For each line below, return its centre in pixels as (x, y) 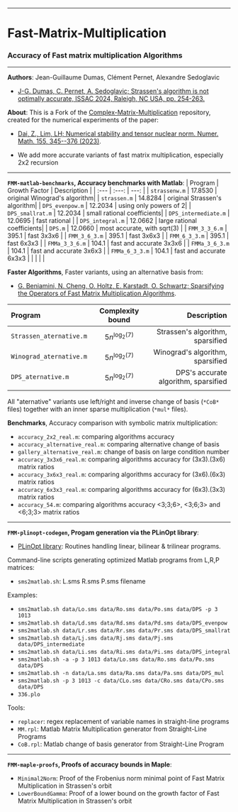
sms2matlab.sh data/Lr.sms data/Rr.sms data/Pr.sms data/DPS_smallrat (124, 631)
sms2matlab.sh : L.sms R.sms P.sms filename (81, 581)
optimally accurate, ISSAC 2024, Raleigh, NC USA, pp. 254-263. (111, 99)
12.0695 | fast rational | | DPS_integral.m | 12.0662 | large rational (102, 221)
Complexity (119, 311)
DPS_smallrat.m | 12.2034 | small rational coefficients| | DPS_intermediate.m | (119, 213)
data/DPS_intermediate (51, 644)
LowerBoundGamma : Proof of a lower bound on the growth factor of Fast (118, 794)
